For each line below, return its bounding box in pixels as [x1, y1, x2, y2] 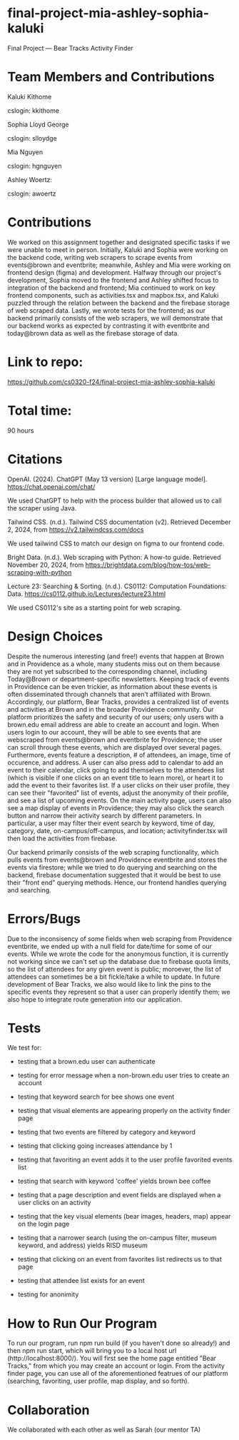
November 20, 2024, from [7, 560, 84, 569]
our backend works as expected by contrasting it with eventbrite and [7, 321, 210, 330]
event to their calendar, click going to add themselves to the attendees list [7, 765, 225, 774]
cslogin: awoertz [7, 189, 56, 198]
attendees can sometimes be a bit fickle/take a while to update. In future [7, 972, 220, 981]
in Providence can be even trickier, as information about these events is [7, 682, 218, 690]
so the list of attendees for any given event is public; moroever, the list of [7, 965, 222, 973]
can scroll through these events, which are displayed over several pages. [7, 742, 223, 751]
